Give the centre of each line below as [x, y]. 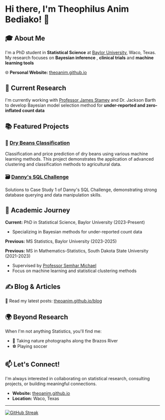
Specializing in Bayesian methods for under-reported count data [77, 231]
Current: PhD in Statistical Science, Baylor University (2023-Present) [75, 222]
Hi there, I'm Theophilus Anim [67, 9]
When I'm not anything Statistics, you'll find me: [54, 331]
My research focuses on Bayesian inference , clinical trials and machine [79, 58]
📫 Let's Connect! [32, 364]
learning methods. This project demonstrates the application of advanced [79, 159]
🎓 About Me [25, 38]
